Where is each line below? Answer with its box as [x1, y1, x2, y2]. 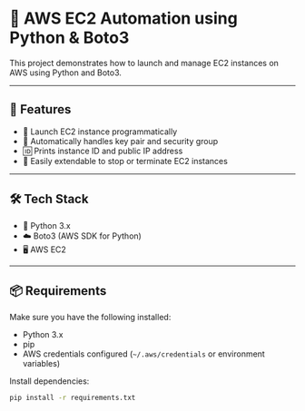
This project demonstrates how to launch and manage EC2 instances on [9, 57, 280, 68]
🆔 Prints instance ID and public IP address [22, 145, 183, 156]
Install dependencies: [9, 376, 90, 387]
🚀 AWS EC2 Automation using [9, 8, 238, 29]
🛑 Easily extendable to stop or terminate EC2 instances [22, 155, 229, 166]
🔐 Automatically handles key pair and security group [22, 135, 219, 146]
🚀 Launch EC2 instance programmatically [22, 126, 178, 137]
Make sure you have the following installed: [9, 312, 172, 323]
